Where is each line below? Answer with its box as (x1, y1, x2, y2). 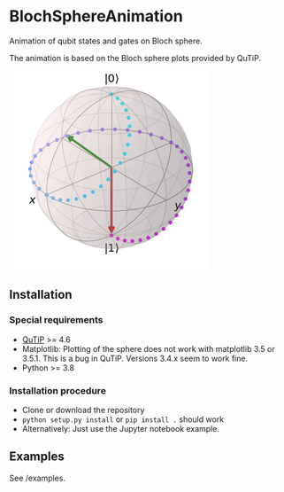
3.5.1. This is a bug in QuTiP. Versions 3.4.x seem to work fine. (21, 353, 249, 363)
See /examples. (9, 472, 66, 483)
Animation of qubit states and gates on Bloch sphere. (9, 35, 203, 46)
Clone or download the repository (21, 404, 145, 415)
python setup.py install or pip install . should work (21, 414, 225, 425)
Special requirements (9, 314, 104, 326)
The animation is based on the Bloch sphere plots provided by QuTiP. (9, 52, 261, 63)
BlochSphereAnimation (9, 6, 183, 27)
